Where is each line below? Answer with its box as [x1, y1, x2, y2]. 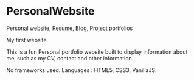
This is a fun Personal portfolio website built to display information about [6, 48, 188, 56]
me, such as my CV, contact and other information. [6, 54, 134, 62]
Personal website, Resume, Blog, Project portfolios [6, 24, 133, 32]
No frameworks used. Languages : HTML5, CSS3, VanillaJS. [6, 66, 157, 74]
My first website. [6, 36, 49, 43]
